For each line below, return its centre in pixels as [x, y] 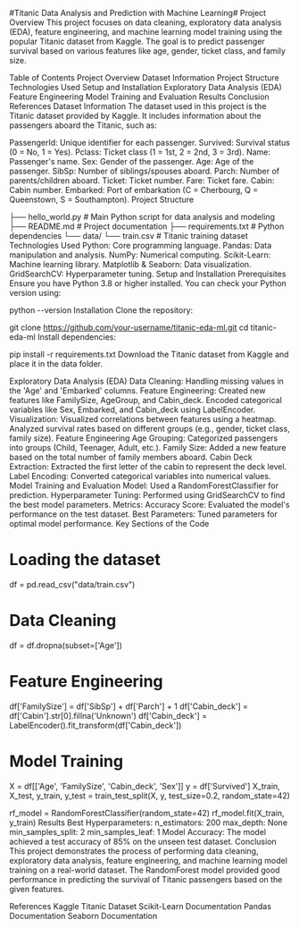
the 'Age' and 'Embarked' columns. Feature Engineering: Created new [137, 391]
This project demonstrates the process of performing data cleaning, [134, 851]
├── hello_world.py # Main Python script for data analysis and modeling [142, 217]
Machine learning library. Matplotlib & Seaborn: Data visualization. [130, 264]
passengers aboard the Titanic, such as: [83, 125]
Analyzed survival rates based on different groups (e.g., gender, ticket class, [149, 429]
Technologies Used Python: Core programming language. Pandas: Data [141, 245]
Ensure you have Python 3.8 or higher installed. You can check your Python [148, 283]
